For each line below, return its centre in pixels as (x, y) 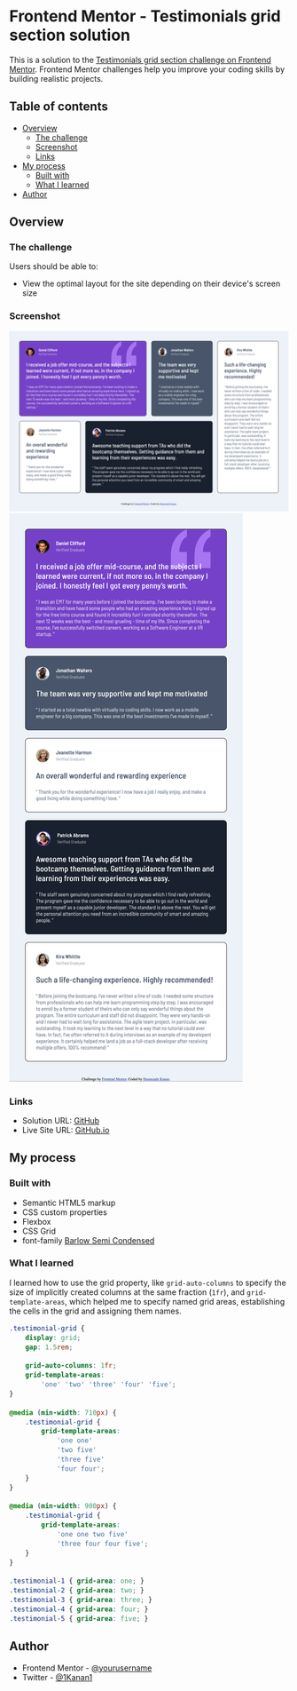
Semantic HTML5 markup (69, 1203)
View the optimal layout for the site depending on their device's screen (151, 284)
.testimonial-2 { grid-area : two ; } (77, 1591)
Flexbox (36, 1221)
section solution (70, 35)
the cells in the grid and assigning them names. (95, 1311)
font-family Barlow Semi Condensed (88, 1240)
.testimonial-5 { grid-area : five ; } (79, 1618)
